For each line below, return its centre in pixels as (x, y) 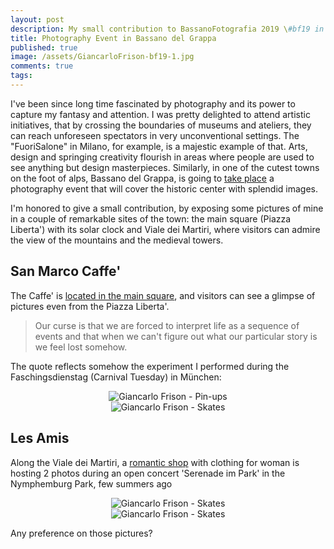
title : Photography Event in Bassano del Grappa (113, 38)
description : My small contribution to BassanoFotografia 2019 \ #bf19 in (167, 29)
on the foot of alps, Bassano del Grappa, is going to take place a (142, 178)
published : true (44, 47)
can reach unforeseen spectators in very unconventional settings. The (155, 135)
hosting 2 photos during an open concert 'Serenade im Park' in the (148, 473)
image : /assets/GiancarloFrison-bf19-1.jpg (102, 57)
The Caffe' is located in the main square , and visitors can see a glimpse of (163, 295)
